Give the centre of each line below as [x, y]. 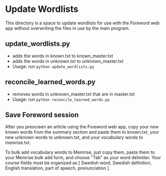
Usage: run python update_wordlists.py [53, 66]
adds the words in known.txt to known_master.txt [63, 56]
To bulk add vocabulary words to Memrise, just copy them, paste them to [80, 152]
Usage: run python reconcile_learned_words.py [61, 99]
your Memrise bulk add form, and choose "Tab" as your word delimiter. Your [83, 158]
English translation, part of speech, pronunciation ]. [58, 168]
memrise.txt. [18, 143]
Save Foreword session [42, 115]
